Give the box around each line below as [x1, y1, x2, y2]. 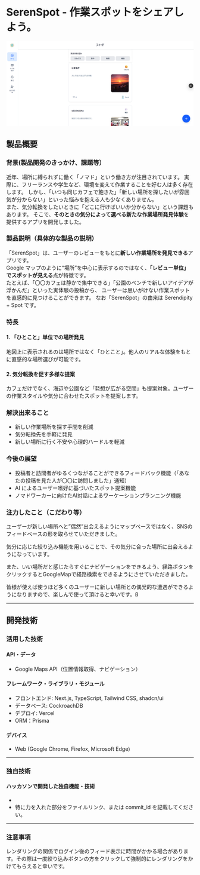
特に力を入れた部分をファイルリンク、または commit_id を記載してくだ [14, 804, 189, 811]
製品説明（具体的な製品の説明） [6, 234, 98, 242]
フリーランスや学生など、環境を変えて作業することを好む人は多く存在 [21, 180, 193, 188]
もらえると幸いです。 [16, 862, 68, 870]
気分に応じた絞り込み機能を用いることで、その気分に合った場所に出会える [6, 543, 189, 550]
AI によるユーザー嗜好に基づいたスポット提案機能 [14, 484, 136, 492]
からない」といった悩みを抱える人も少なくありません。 [21, 195, 158, 203]
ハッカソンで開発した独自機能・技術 [6, 783, 95, 790]
